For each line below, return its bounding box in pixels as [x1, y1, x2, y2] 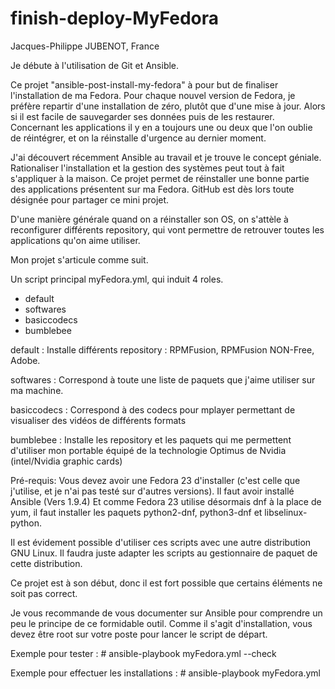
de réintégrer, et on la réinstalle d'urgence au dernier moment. [10, 132, 267, 144]
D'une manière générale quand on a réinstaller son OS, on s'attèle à [10, 213, 289, 225]
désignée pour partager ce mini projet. [10, 193, 170, 206]
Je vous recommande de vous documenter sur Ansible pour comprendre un [10, 607, 323, 619]
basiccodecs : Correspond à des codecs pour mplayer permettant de [10, 403, 296, 416]
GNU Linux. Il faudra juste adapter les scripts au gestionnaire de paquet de [10, 547, 318, 559]
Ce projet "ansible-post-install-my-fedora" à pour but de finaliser [10, 78, 279, 91]
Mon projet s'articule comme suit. [10, 253, 149, 266]
